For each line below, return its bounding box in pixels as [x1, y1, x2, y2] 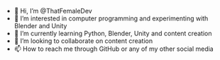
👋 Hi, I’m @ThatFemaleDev [13, 7, 92, 15]
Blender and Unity [13, 22, 67, 30]
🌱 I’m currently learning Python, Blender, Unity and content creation [13, 29, 212, 37]
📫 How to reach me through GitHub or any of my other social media [13, 44, 214, 53]
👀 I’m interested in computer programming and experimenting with [13, 14, 209, 23]
